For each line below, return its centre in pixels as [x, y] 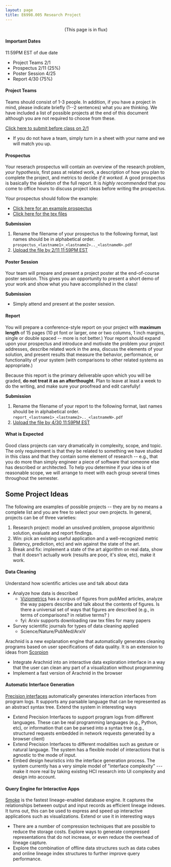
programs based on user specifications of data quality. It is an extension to [84, 647]
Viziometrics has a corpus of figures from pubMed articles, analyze [91, 598]
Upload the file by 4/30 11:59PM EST [51, 422]
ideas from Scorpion [27, 652]
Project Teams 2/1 [32, 63]
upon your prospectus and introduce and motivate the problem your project [85, 344]
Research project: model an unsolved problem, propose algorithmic [84, 527]
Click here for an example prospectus [52, 209]
